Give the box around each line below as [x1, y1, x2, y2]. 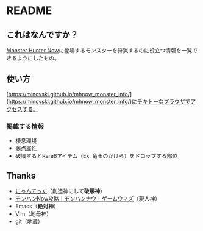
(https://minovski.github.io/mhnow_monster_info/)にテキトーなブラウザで [6, 98, 191, 105]
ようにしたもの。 [16, 54, 60, 62]
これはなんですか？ [6, 29, 78, 40]
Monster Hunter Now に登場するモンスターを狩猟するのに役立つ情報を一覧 [6, 47, 193, 54]
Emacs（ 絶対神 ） [15, 202, 59, 210]
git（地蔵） [15, 218, 44, 225]
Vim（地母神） [15, 210, 52, 217]
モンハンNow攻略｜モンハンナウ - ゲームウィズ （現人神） [15, 194, 160, 202]
